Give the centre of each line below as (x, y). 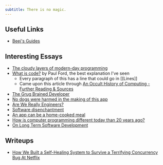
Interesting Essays (34, 56)
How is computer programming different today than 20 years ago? (78, 120)
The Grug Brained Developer (41, 94)
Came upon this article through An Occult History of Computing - (84, 84)
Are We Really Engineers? (38, 104)
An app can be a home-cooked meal (49, 115)
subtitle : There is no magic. (36, 10)
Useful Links (24, 30)
